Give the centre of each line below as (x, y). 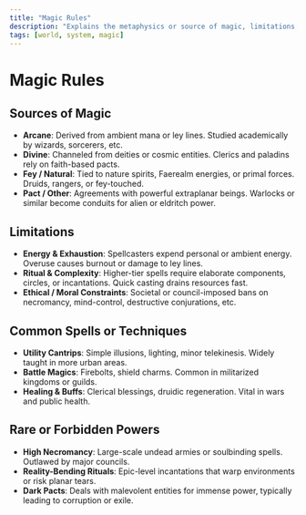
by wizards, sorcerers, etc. (72, 145)
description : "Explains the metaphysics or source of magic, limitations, (154, 26)
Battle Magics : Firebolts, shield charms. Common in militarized (141, 372)
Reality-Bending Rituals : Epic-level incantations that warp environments (159, 471)
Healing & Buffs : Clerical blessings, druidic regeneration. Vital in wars (153, 391)
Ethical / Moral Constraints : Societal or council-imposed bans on (145, 293)
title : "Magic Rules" (51, 18)
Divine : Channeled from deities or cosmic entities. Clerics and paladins (156, 155)
